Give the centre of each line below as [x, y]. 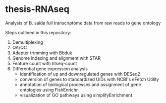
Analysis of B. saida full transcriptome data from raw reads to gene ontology [83, 23]
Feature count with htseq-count [45, 63]
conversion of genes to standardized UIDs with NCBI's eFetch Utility [89, 79]
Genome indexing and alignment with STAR [56, 58]
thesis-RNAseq [37, 9]
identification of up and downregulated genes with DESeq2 [80, 74]
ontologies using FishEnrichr [49, 90]
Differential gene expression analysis [50, 69]
